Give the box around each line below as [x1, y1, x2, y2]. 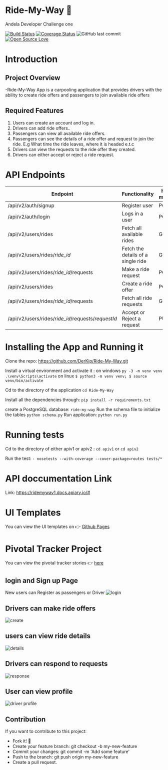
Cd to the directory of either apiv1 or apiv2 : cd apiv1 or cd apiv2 [5, 445, 139, 451]
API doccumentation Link [5, 472, 112, 484]
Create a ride [121, 280, 152, 287]
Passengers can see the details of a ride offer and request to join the [12, 135, 154, 141]
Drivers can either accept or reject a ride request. [12, 151, 114, 157]
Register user [121, 202, 153, 209]
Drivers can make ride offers [5, 604, 96, 612]
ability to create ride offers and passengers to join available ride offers [5, 92, 150, 98]
